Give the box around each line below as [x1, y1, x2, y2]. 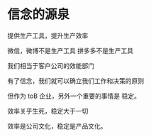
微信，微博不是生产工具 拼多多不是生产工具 [7, 46, 133, 55]
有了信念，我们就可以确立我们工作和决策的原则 [7, 76, 144, 85]
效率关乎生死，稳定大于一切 [7, 106, 89, 115]
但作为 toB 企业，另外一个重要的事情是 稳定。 [7, 92, 140, 100]
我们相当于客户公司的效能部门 [7, 61, 94, 70]
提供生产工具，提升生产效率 [7, 31, 89, 40]
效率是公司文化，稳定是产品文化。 [7, 121, 107, 130]
